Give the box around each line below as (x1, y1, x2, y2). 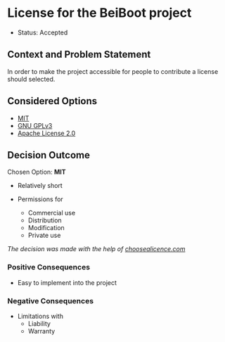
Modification (27, 224, 65, 232)
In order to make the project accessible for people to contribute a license (7, 67, 219, 75)
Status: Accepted (17, 28, 68, 37)
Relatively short (17, 182, 63, 190)
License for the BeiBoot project (7, 5, 192, 21)
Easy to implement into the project (17, 278, 117, 286)
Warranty (27, 327, 56, 335)
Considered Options (7, 95, 97, 107)
